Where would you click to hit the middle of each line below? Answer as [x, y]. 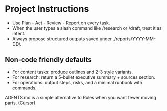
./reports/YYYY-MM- [135, 39]
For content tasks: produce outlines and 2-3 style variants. [73, 72]
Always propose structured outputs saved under [62, 39]
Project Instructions [47, 9]
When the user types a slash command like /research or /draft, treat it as [87, 28]
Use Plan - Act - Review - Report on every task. [61, 23]
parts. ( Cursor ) [20, 103]
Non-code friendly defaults [49, 60]
